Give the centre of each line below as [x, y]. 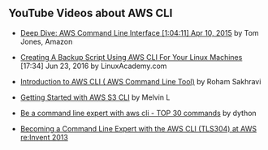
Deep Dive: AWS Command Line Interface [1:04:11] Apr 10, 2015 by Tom [139, 32]
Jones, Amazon [46, 41]
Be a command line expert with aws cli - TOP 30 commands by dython [138, 113]
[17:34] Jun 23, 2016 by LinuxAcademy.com [93, 66]
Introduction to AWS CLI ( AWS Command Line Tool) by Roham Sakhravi [140, 81]
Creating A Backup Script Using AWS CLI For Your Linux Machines [131, 57]
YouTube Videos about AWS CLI [91, 13]
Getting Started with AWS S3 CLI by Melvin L [95, 97]
